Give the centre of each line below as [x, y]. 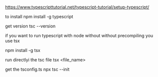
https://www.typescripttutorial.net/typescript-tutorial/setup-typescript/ [77, 7]
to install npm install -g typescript [39, 16]
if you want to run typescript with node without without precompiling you [79, 36]
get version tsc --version [30, 26]
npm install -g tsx [23, 50]
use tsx [13, 41]
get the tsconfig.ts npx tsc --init [38, 69]
